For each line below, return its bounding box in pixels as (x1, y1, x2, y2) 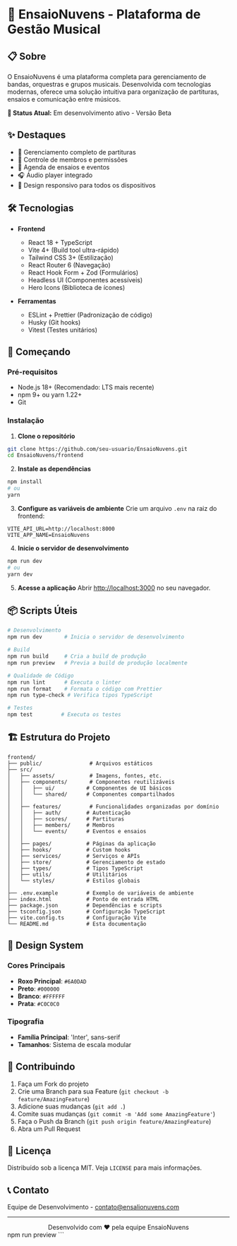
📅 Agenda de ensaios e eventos (17, 162, 110, 171)
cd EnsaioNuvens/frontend (7, 452, 83, 459)
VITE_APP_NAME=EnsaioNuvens (7, 531, 90, 538)
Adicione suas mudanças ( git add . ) (17, 1102, 126, 1111)
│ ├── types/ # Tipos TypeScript (7, 864, 143, 872)
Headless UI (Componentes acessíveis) (28, 275, 143, 284)
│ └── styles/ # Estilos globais (7, 877, 140, 884)
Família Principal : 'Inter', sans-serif (17, 1033, 121, 1041)
